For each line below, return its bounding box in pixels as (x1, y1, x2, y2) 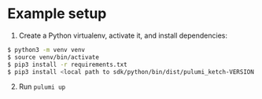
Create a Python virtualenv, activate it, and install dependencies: (18, 31, 227, 40)
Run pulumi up (18, 82, 66, 91)
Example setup (7, 5, 107, 23)
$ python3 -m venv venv (7, 46, 86, 53)
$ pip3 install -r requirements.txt (7, 60, 127, 68)
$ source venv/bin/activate (7, 53, 100, 61)
